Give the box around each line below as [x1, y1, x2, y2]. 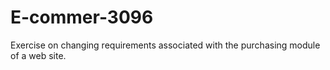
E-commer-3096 [10, 6, 154, 29]
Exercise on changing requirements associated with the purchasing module [10, 39, 321, 51]
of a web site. [10, 49, 67, 61]
